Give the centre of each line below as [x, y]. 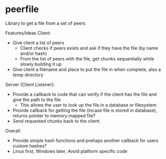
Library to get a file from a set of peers [45, 23]
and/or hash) [33, 53]
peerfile [22, 9]
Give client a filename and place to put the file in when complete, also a [87, 69]
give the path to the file [37, 100]
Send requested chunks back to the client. [57, 121]
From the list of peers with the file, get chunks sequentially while [87, 58]
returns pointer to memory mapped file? [54, 115]
